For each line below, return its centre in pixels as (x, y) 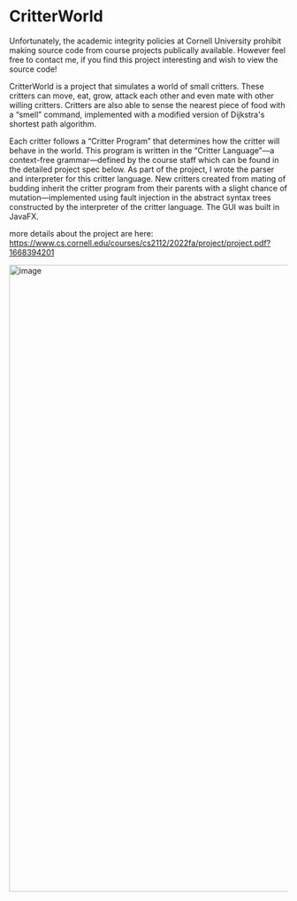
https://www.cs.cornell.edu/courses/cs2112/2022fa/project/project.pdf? (140, 243)
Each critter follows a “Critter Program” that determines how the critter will (145, 141)
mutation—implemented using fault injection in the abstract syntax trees (140, 198)
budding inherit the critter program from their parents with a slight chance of (148, 188)
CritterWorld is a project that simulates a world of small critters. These (137, 86)
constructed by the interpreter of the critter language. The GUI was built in (145, 206)
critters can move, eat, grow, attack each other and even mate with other (141, 96)
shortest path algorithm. (53, 124)
